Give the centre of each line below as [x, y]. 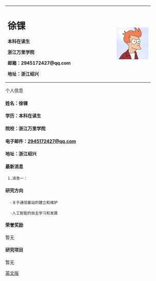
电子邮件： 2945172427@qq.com [41, 141]
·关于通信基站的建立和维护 [34, 202]
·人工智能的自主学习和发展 [34, 213]
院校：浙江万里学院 [25, 128]
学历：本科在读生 [23, 116]
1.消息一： [18, 179]
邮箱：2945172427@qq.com [39, 63]
